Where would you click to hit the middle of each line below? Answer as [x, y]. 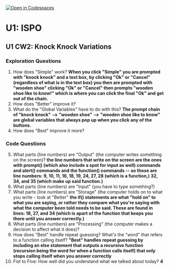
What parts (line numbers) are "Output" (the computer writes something [87, 155]
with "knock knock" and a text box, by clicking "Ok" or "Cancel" [81, 77]
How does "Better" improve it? [44, 104]
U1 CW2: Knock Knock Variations [59, 47]
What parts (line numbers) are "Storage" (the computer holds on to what [88, 192]
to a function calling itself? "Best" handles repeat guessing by [78, 240]
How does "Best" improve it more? [49, 130]
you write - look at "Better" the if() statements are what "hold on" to [84, 197]
